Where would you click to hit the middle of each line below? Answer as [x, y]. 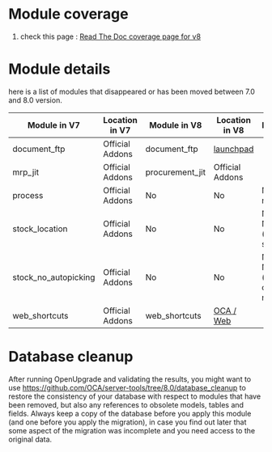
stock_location [40, 229]
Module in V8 [176, 125]
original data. [30, 439]
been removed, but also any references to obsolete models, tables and [126, 404]
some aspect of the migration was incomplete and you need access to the [132, 430]
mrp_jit [25, 172]
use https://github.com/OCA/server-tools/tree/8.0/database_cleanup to [127, 387]
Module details [59, 69]
